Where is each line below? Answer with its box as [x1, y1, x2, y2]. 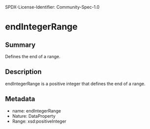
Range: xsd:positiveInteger [12, 118, 67, 124]
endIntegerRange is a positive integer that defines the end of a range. [5, 81, 146, 86]
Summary [5, 41, 36, 49]
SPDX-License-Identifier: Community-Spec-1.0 [5, 4, 100, 10]
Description [5, 68, 42, 76]
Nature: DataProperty [12, 113, 56, 119]
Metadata [5, 95, 35, 103]
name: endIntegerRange [12, 107, 61, 114]
